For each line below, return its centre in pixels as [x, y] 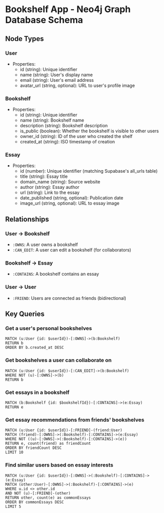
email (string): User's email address [57, 80]
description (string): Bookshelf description [64, 126]
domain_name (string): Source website [60, 182]
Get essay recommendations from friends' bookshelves [75, 420]
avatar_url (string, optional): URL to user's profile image [77, 85]
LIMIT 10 [14, 452]
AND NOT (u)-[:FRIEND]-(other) [38, 493]
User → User [21, 287]
